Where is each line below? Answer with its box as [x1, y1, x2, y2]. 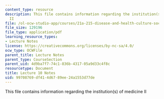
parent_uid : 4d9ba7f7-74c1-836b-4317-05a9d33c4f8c [5, 61, 110, 66]
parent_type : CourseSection [5, 57, 62, 62]
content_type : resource [5, 7, 54, 12]
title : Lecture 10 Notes [5, 71, 56, 76]
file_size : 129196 [5, 25, 42, 30]
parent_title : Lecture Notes [5, 52, 64, 58]
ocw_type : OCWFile [5, 48, 42, 53]
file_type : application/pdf [5, 30, 62, 35]
